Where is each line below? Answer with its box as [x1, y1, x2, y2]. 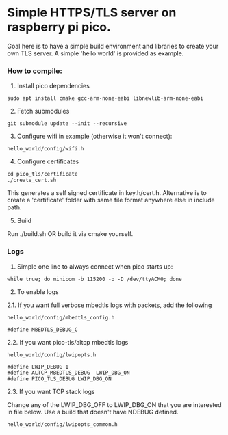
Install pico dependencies [16, 82, 90, 90]
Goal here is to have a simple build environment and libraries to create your [7, 42, 219, 50]
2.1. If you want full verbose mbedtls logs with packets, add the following [7, 301, 212, 309]
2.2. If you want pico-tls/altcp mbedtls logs [7, 338, 129, 346]
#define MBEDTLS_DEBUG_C [7, 326, 78, 333]
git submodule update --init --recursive [7, 120, 127, 127]
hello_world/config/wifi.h [7, 146, 84, 153]
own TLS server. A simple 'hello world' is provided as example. [7, 49, 184, 57]
